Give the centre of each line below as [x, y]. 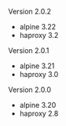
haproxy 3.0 [39, 74]
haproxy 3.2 [39, 35]
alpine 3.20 [38, 105]
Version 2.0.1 [29, 50]
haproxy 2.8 [39, 113]
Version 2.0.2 [30, 11]
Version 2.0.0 [29, 90]
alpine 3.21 [37, 66]
